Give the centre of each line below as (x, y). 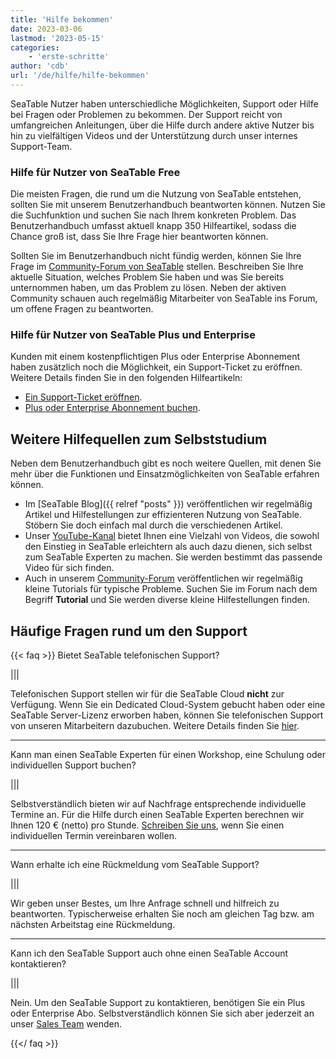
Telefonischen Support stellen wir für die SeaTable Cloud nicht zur (147, 694)
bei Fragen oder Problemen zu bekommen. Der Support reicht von (146, 114)
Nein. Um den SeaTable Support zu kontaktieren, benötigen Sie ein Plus (158, 1003)
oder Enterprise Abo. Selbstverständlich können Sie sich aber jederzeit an (162, 1013)
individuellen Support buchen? (73, 765)
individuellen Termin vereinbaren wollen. (93, 836)
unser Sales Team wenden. (66, 1024)
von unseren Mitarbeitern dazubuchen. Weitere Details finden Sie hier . (155, 726)
